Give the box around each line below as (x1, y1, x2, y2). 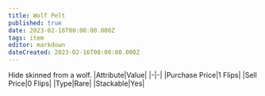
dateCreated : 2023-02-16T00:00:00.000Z (8, 48, 140, 56)
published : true (8, 19, 62, 27)
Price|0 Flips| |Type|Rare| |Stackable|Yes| (8, 79, 145, 88)
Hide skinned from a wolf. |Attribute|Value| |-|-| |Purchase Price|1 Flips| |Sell (8, 71, 258, 79)
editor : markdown (8, 41, 66, 49)
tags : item (8, 33, 44, 42)
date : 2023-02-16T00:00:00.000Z (8, 26, 115, 34)
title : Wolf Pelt (8, 11, 66, 20)
